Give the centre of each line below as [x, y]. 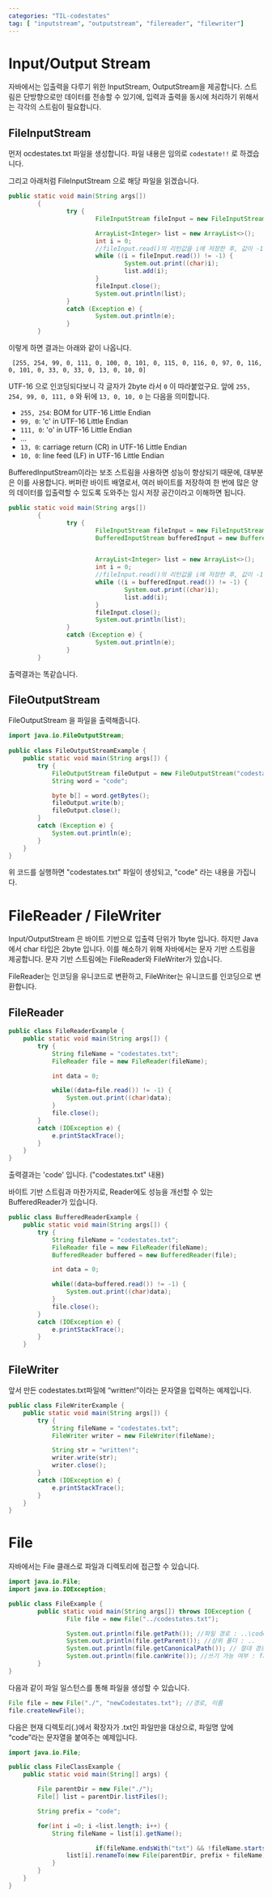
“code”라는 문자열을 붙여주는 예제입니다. [73, 1737]
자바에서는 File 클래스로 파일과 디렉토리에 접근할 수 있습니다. [104, 1567]
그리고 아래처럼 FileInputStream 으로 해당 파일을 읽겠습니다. [104, 181]
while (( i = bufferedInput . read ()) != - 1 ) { [172, 582]
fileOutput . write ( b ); [88, 803]
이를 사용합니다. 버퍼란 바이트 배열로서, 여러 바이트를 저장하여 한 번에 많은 [133, 482]
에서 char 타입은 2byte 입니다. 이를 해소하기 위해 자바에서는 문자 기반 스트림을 [132, 949]
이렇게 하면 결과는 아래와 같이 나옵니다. [70, 348]
